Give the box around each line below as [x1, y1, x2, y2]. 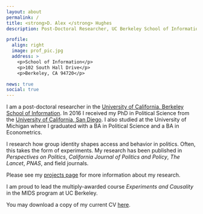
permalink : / [6, 14, 39, 20]
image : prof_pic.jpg [11, 48, 63, 54]
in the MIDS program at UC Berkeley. [6, 189, 98, 197]
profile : [6, 37, 28, 43]
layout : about [6, 8, 42, 15]
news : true [6, 81, 34, 87]
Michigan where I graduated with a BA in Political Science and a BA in [6, 122, 179, 130]
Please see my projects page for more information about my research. [6, 171, 181, 178]
